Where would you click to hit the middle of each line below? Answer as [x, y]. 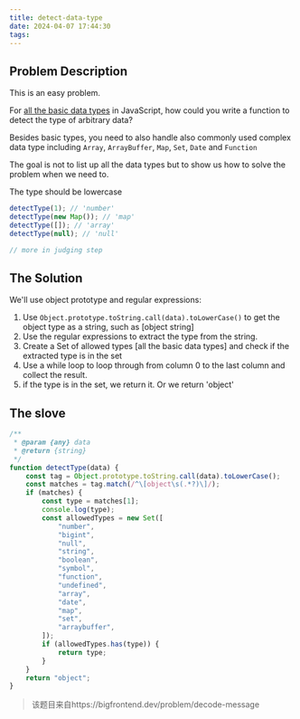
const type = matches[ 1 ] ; [91, 501]
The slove [37, 413]
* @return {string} [50, 450]
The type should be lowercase [66, 192]
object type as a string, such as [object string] [108, 327]
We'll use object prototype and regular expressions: [105, 300]
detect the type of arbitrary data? [71, 120]
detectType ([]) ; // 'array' [62, 225]
